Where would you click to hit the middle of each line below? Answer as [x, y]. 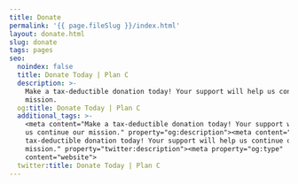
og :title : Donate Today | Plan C [79, 108]
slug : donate [33, 42]
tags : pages [31, 50]
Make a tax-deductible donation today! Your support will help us [150, 91]
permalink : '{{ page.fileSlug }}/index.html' [94, 26]
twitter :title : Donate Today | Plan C [89, 165]
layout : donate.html [47, 34]
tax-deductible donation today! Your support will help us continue [154, 141]
